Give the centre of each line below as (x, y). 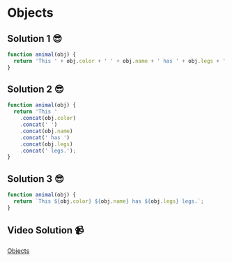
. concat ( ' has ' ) (45, 137)
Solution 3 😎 (36, 179)
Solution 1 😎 (35, 39)
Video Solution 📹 (46, 230)
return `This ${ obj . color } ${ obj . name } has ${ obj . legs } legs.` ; (109, 201)
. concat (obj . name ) (46, 131)
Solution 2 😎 (36, 90)
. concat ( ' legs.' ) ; (48, 151)
